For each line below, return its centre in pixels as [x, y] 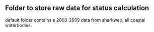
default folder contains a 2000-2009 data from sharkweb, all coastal [75, 20]
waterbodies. [19, 25]
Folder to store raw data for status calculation [77, 8]
